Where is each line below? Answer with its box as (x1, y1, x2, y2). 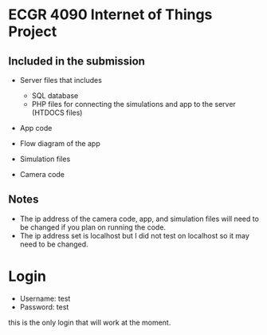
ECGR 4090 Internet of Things (8, 6, 213, 24)
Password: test (19, 301, 69, 312)
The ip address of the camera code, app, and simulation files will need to (19, 214, 259, 223)
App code (19, 124, 53, 132)
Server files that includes (19, 76, 102, 85)
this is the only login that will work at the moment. (8, 317, 171, 327)
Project (8, 22, 57, 41)
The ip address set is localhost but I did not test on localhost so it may (19, 231, 249, 240)
